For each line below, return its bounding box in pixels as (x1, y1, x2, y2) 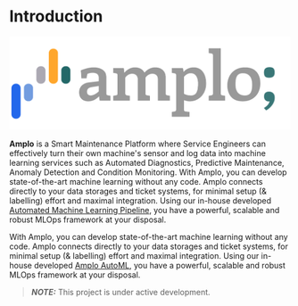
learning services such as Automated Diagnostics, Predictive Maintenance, (9, 158, 285, 169)
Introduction (9, 6, 103, 27)
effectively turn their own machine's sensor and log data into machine (9, 148, 266, 159)
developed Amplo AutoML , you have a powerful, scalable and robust (34, 261, 286, 271)
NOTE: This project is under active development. (30, 287, 211, 298)
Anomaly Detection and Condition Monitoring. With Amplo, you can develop (9, 167, 287, 178)
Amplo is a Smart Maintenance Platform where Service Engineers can (9, 138, 266, 149)
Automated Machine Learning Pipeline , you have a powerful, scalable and (9, 205, 280, 216)
